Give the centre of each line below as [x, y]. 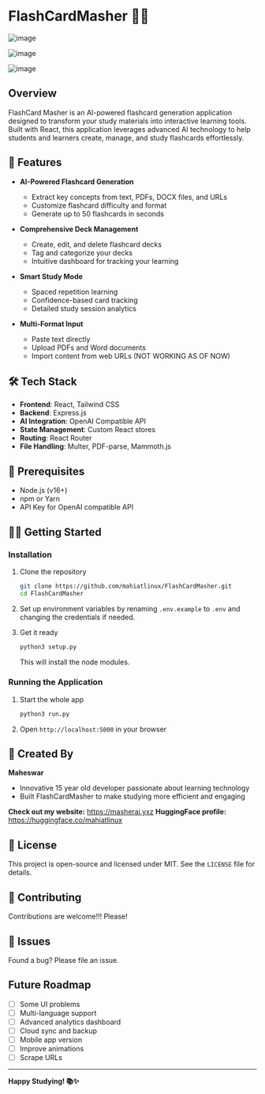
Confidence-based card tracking [84, 300]
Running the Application [56, 682]
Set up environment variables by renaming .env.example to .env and [130, 608]
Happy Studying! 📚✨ [44, 1081]
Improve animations [52, 1049]
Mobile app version [51, 1039]
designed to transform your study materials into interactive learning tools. [127, 121]
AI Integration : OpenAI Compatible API [83, 421]
